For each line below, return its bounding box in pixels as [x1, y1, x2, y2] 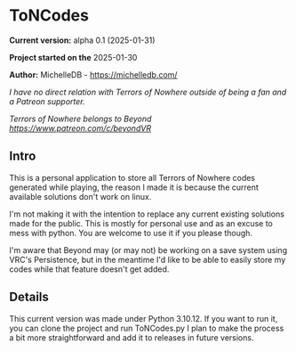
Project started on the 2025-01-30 [9, 52, 138, 62]
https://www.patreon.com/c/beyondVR [9, 122, 152, 134]
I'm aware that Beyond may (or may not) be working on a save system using [9, 244, 287, 255]
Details [9, 290, 49, 305]
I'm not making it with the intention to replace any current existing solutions [9, 209, 284, 219]
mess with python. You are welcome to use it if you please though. [9, 227, 253, 238]
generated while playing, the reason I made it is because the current [9, 182, 260, 192]
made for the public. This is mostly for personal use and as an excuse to [9, 217, 274, 228]
